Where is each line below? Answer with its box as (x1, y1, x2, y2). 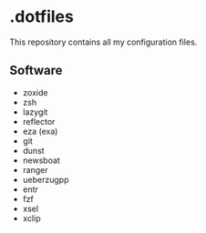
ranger (22, 164, 48, 175)
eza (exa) (22, 126, 58, 137)
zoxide (22, 86, 48, 97)
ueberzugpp (22, 174, 69, 185)
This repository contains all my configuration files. (9, 36, 198, 47)
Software (9, 63, 63, 78)
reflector (22, 116, 56, 127)
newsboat (22, 155, 61, 166)
